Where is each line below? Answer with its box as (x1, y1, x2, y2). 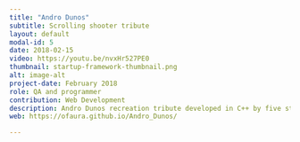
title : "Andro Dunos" (9, 12, 90, 22)
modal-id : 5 (9, 37, 54, 47)
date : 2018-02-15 (9, 46, 74, 55)
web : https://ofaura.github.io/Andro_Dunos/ (9, 112, 178, 121)
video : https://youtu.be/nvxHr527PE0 (9, 54, 150, 63)
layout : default (9, 29, 70, 38)
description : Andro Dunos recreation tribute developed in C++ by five (9, 104, 281, 113)
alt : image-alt (9, 71, 66, 80)
